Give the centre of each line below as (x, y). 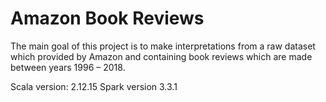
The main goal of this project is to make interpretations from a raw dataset (163, 46)
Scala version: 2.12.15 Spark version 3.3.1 (94, 86)
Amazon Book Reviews (107, 18)
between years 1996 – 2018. (68, 67)
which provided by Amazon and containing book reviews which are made (161, 56)
